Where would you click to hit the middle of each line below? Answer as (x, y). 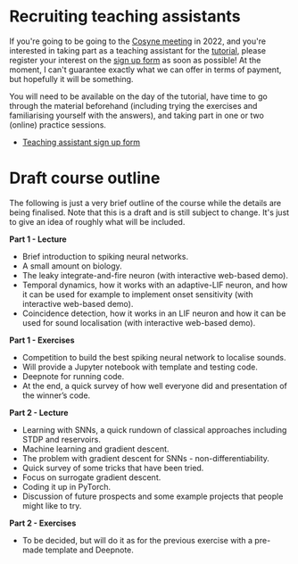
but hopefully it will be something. (71, 79)
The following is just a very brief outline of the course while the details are (145, 203)
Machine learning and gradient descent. (95, 449)
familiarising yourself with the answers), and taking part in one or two (137, 115)
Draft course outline (85, 178)
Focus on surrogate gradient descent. (91, 477)
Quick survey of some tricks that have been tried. (113, 468)
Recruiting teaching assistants (125, 17)
